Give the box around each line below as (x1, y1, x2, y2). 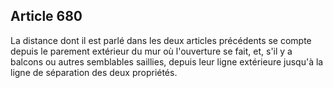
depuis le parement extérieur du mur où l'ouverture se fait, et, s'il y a (10, 45, 293, 57)
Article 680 (10, 8, 83, 25)
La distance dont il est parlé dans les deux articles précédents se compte (10, 34, 312, 46)
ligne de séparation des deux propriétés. (10, 66, 178, 78)
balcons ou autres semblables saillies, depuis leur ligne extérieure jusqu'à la (10, 55, 324, 68)
